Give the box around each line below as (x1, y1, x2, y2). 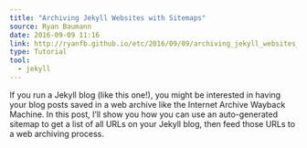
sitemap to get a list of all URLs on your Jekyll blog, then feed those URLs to (9, 118, 295, 129)
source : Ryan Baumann (9, 22, 92, 31)
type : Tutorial (9, 48, 68, 57)
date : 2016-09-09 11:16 (9, 30, 101, 39)
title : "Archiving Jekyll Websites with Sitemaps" (9, 13, 206, 23)
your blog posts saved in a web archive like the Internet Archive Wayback (9, 99, 286, 110)
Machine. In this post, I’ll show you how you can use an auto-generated (9, 109, 279, 120)
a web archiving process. (9, 128, 105, 139)
